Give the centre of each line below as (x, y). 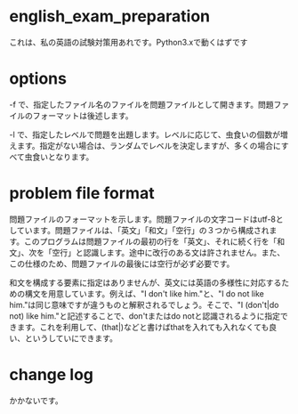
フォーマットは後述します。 (83, 115)
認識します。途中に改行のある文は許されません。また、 (184, 252)
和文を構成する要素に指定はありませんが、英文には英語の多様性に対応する (145, 282)
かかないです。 (36, 400)
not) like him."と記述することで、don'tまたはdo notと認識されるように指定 (145, 316)
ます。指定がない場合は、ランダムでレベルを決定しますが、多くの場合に (149, 145)
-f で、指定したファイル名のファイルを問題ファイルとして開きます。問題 (141, 104)
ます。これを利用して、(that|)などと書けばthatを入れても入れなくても (143, 327)
